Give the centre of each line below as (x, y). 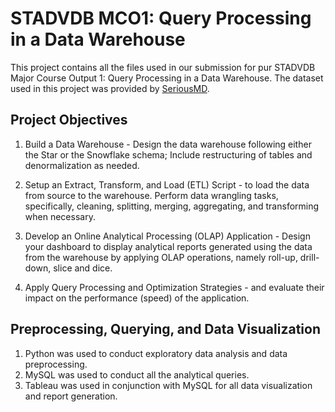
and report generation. (71, 396)
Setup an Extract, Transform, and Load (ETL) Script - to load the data (167, 184)
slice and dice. (83, 268)
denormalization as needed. (82, 165)
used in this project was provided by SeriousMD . (110, 88)
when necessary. (60, 216)
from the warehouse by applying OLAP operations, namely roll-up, (161, 257)
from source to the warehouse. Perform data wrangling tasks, (151, 195)
